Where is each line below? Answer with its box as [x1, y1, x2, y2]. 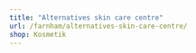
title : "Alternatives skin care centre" [9, 13, 164, 22]
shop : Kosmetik [9, 30, 67, 39]
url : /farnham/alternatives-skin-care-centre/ [9, 22, 188, 31]
